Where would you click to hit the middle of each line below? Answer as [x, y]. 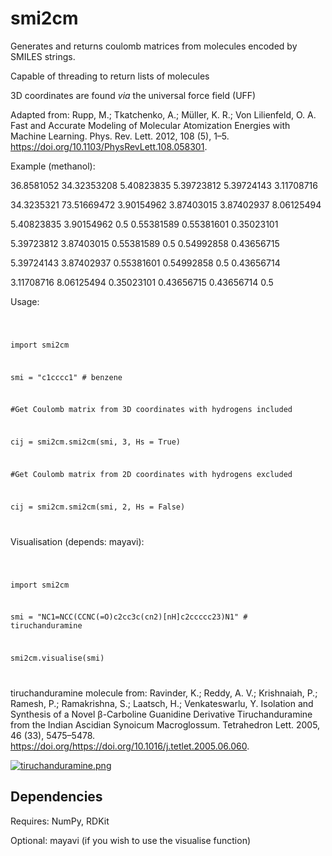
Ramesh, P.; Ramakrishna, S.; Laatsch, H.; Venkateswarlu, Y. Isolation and [162, 703]
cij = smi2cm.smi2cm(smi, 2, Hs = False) [98, 507]
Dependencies [56, 797]
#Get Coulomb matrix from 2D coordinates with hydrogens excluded [151, 474]
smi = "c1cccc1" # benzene [66, 377]
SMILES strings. [43, 56]
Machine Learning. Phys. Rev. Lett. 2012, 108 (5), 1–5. [120, 136]
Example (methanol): [53, 166]
